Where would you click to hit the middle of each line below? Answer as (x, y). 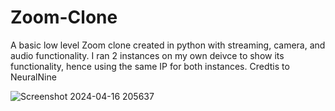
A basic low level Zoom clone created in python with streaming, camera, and (168, 45)
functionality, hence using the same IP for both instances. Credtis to (150, 66)
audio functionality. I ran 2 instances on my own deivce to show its (147, 55)
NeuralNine (33, 77)
